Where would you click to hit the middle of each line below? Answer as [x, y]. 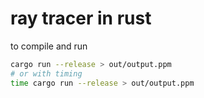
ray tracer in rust [81, 18]
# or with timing [46, 73]
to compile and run [49, 46]
